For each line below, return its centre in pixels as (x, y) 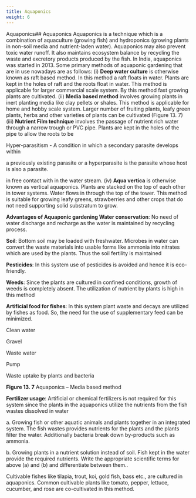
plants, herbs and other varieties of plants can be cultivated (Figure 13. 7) (94, 115)
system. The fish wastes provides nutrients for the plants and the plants (93, 428)
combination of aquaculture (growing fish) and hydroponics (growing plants (97, 40)
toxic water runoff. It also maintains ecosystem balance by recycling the (93, 52)
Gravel (14, 341)
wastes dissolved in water (38, 411)
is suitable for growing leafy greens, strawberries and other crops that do (95, 199)
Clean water (21, 330)
